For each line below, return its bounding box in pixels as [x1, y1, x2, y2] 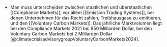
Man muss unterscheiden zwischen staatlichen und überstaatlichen [10, 4, 152, 10]
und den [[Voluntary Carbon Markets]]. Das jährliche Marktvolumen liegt [10, 20, 162, 26]
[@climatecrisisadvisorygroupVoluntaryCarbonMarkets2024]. [10, 36, 140, 42]
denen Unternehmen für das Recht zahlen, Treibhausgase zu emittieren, [10, 15, 162, 20]
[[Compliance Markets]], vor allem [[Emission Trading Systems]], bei [10, 9, 154, 15]
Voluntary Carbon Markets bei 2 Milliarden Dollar [10, 31, 113, 36]
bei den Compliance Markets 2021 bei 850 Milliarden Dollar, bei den [10, 25, 152, 31]
